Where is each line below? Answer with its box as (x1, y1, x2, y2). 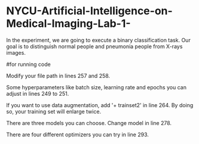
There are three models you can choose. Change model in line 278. (6, 119, 172, 126)
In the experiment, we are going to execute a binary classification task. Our (6, 36, 191, 43)
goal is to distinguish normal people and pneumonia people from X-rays (6, 43, 183, 50)
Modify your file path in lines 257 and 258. (6, 72, 111, 79)
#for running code (6, 61, 51, 68)
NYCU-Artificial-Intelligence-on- (6, 4, 173, 18)
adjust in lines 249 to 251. (6, 90, 69, 97)
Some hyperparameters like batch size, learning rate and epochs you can (6, 83, 187, 90)
